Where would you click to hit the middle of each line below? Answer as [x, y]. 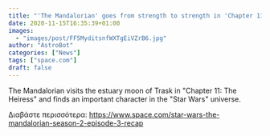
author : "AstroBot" [41, 46]
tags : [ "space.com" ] [43, 61]
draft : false [30, 68]
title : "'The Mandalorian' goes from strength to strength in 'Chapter [131, 16]
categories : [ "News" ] [45, 53]
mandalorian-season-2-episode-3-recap [76, 123]
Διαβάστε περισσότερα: [48, 114]
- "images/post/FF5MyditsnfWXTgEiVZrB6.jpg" [91, 38]
